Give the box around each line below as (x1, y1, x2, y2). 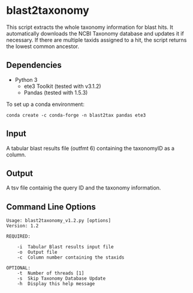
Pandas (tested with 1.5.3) (23, 88, 88, 96)
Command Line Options (6, 202, 96, 212)
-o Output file (17, 249, 58, 256)
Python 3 (14, 76, 38, 83)
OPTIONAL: (6, 265, 31, 271)
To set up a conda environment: (6, 100, 85, 108)
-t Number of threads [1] (17, 270, 85, 277)
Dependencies (6, 60, 62, 70)
